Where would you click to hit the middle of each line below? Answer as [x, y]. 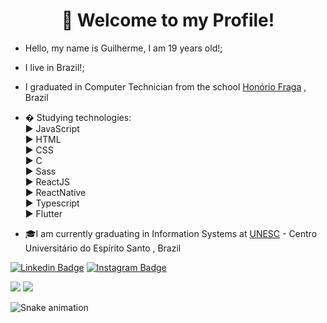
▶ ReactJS [47, 181]
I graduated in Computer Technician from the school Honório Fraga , [165, 86]
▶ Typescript [52, 203]
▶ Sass [40, 171]
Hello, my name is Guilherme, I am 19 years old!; [123, 48]
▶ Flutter [43, 213]
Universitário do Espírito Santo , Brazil [103, 248]
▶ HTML [43, 139]
